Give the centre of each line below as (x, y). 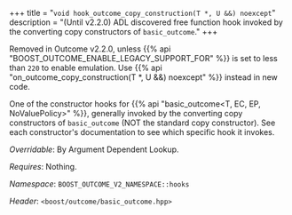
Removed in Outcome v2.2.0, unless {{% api (90, 49)
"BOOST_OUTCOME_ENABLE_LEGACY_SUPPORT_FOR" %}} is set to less (143, 58)
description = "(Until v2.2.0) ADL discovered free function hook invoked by (146, 22)
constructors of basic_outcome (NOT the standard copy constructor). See (142, 123)
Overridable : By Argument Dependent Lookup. (94, 149)
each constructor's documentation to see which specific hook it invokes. (142, 132)
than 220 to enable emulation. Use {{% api (86, 68)
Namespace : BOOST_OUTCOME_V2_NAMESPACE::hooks (99, 184)
